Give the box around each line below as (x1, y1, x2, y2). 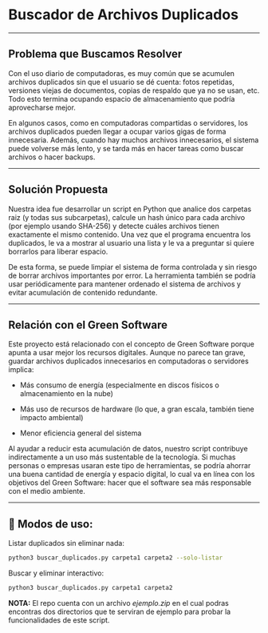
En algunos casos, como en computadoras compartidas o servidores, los (8, 118, 249, 127)
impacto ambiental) (19, 413, 84, 423)
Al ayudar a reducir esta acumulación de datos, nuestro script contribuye (8, 444, 249, 454)
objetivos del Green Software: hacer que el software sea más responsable (8, 478, 252, 487)
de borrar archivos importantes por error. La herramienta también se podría (8, 270, 256, 280)
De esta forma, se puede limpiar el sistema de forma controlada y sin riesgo (8, 262, 258, 271)
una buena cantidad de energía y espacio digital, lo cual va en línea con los (8, 470, 255, 479)
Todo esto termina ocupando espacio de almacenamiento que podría (8, 94, 235, 103)
